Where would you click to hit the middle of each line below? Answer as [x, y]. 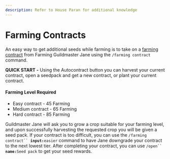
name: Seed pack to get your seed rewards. [49, 151]
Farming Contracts [46, 35]
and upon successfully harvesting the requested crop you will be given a [81, 130]
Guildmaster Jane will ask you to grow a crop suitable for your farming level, [85, 124]
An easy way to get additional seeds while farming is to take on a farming [82, 49]
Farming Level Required [31, 92]
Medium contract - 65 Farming [45, 109]
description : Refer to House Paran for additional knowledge [71, 10]
